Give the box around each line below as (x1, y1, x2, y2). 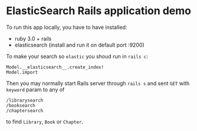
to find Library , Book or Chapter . (6, 118, 84, 125)
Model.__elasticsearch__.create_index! (6, 64, 104, 70)
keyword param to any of (6, 86, 65, 93)
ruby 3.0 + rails (14, 35, 52, 42)
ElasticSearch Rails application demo (6, 4, 192, 18)
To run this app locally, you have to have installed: (6, 24, 127, 31)
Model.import (6, 69, 38, 75)
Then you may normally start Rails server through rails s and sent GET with (6, 80, 190, 87)
